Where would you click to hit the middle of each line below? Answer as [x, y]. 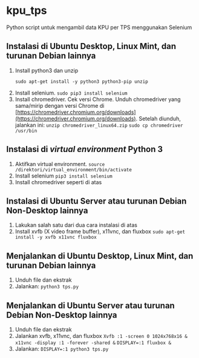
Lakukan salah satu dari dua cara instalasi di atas [76, 225]
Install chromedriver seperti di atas [58, 182]
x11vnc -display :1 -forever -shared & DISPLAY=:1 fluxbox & [93, 343]
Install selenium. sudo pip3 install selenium [71, 93]
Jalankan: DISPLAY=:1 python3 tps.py [62, 349]
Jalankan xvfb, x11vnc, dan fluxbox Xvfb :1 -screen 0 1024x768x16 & [101, 336]
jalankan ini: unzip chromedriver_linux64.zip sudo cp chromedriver [99, 125]
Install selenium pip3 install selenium [64, 176]
